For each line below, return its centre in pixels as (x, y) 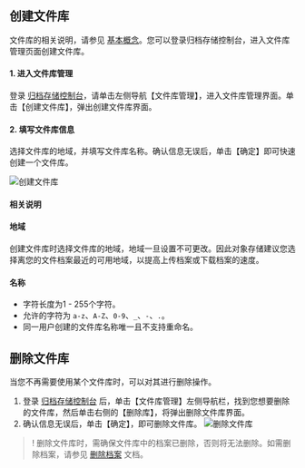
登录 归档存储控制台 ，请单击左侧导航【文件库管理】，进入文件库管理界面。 (148, 96)
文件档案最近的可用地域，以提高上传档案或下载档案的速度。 (152, 260)
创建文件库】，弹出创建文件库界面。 (91, 107)
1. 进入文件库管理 (41, 73)
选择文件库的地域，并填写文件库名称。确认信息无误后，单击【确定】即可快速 (152, 151)
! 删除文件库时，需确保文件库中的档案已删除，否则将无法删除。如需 (157, 444)
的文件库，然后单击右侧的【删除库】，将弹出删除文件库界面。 (136, 413)
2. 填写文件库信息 (42, 129)
